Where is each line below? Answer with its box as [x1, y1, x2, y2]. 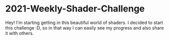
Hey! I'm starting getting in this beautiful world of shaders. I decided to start [5, 19, 163, 25]
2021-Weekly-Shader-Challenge [5, 3, 145, 14]
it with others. [5, 30, 34, 36]
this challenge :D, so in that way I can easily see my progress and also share [5, 24, 164, 30]
